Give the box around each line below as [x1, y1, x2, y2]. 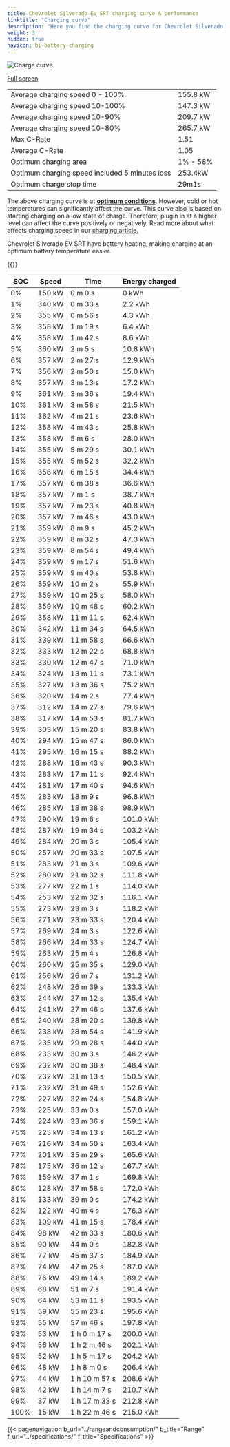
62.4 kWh [123, 613, 155, 622]
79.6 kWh [123, 702, 155, 711]
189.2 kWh [123, 1273, 160, 1282]
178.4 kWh [123, 1217, 160, 1227]
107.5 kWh [123, 848, 160, 857]
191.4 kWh [123, 1284, 160, 1293]
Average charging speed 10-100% [10, 101, 125, 110]
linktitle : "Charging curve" [7, 17, 91, 23]
